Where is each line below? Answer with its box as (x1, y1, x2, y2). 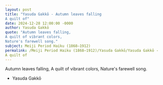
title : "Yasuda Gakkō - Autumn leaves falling (5, 12, 102, 17)
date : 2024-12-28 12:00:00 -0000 (5, 21, 73, 26)
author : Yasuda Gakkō (5, 25, 49, 30)
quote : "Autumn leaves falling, (5, 30, 71, 35)
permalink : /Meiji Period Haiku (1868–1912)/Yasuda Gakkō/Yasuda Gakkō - (5, 48, 159, 53)
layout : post (5, 7, 32, 12)
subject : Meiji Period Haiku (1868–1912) (5, 43, 91, 48)
